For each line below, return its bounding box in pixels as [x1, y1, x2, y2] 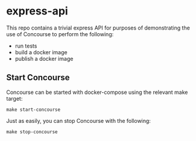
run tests [14, 42, 37, 49]
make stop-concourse [6, 128, 58, 135]
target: [6, 95, 23, 102]
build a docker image [14, 48, 68, 55]
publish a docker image [14, 55, 74, 62]
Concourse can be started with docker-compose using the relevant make [6, 89, 188, 96]
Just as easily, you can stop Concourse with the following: [6, 117, 151, 124]
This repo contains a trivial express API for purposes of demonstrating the [6, 24, 190, 31]
